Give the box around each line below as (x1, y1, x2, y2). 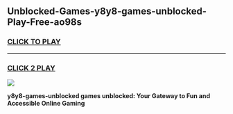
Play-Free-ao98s (7, 17, 82, 28)
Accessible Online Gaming (7, 99, 85, 107)
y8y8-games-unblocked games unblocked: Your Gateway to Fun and (7, 91, 210, 99)
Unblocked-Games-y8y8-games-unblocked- (7, 6, 207, 17)
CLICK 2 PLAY (7, 63, 55, 73)
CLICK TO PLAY (7, 37, 61, 47)
